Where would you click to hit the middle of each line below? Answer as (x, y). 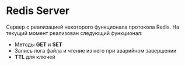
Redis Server (38, 11)
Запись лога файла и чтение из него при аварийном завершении (95, 50)
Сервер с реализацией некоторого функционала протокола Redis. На (93, 27)
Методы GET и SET (38, 44)
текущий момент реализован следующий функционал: (74, 33)
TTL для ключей (35, 57)
